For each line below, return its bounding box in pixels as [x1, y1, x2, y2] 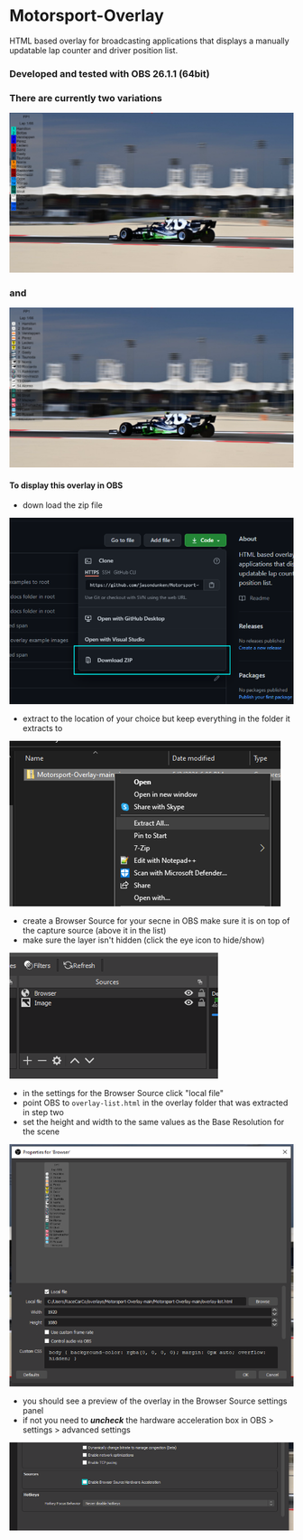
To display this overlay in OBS [9, 480, 124, 491]
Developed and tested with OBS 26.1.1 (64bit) [9, 67, 210, 80]
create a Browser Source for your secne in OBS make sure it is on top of [22, 915, 290, 926]
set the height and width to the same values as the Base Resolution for [22, 1116, 285, 1127]
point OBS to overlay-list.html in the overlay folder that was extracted [22, 1097, 289, 1108]
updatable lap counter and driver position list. [9, 44, 179, 55]
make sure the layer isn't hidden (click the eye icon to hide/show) [22, 934, 265, 945]
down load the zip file [22, 500, 104, 511]
